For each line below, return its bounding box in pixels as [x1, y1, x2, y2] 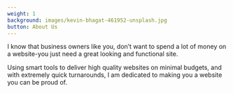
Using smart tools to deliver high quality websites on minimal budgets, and [7, 64, 223, 72]
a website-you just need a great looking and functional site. [7, 50, 178, 58]
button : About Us [7, 23, 58, 30]
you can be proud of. [7, 78, 68, 87]
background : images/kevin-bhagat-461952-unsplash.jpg [7, 17, 168, 24]
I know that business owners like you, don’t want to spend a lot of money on [7, 43, 227, 51]
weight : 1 [7, 10, 36, 17]
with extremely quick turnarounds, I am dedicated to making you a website [7, 71, 223, 79]
